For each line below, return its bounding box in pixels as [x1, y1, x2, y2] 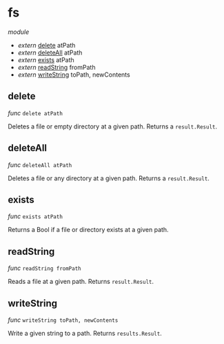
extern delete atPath [17, 41, 76, 49]
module [8, 28, 30, 36]
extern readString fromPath [17, 63, 96, 71]
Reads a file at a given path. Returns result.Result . [8, 278, 154, 286]
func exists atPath [8, 212, 63, 220]
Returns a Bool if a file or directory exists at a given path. [8, 226, 169, 234]
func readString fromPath [8, 264, 81, 272]
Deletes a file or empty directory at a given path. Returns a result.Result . [8, 122, 218, 131]
